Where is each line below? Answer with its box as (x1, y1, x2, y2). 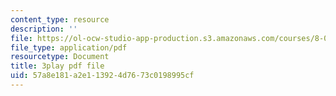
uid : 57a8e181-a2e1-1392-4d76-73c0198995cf (10, 71, 195, 81)
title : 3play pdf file (10, 61, 105, 71)
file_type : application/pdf (10, 42, 128, 53)
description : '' (10, 24, 78, 34)
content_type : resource (10, 14, 110, 25)
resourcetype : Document (10, 52, 110, 62)
